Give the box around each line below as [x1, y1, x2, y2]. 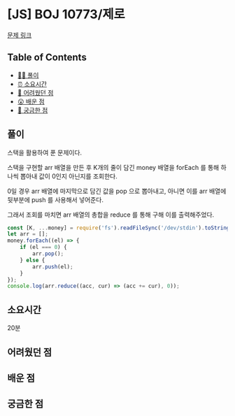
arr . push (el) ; [32, 263, 73, 270]
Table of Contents [7, 52, 87, 64]
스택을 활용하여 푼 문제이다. [7, 148, 83, 157]
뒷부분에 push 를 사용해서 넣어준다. [7, 195, 104, 203]
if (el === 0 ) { [20, 244, 68, 251]
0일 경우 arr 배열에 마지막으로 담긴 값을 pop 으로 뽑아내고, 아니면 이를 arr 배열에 [7, 187, 227, 195]
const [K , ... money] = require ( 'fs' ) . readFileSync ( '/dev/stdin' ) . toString [7, 224, 230, 231]
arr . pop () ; [32, 250, 64, 257]
